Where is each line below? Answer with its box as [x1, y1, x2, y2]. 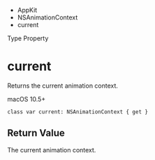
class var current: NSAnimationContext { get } [7, 108, 149, 115]
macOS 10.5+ [7, 95, 46, 103]
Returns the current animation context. [7, 81, 119, 90]
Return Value [7, 127, 65, 139]
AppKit [17, 6, 38, 14]
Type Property [7, 34, 49, 42]
